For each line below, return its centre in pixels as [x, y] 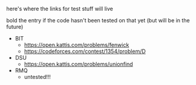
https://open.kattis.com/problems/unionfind [78, 64]
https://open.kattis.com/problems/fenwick [77, 45]
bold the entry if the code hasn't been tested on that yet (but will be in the [98, 20]
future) [15, 27]
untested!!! [38, 77]
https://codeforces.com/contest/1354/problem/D [85, 51]
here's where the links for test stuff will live [60, 9]
